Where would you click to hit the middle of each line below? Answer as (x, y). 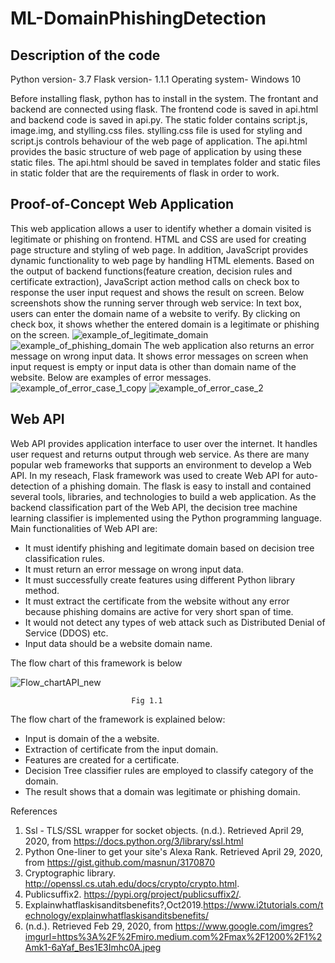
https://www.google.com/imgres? (243, 926)
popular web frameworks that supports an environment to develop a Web (161, 464)
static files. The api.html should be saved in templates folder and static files (165, 162)
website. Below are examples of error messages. (111, 377)
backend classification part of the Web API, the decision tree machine (154, 507)
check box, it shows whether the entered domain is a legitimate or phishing (165, 324)
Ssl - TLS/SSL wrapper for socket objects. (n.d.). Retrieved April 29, (164, 830)
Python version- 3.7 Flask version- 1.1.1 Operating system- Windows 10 (156, 79)
